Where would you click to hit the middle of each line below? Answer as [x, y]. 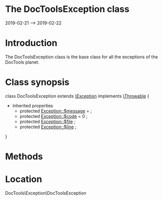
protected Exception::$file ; [47, 121]
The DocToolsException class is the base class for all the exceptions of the [81, 57]
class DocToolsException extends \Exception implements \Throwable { [77, 96]
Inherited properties [33, 105]
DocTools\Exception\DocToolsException [46, 193]
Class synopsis [37, 82]
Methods [24, 156]
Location [24, 179]
